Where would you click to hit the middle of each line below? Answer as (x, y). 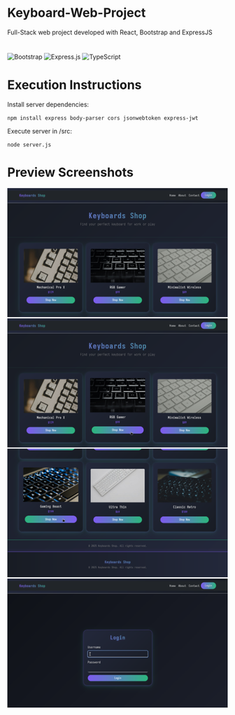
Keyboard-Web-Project (77, 13)
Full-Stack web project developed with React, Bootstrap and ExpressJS (110, 32)
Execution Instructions (74, 85)
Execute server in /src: (40, 132)
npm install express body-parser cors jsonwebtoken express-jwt (103, 118)
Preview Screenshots (71, 172)
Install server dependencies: (48, 105)
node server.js (29, 145)
